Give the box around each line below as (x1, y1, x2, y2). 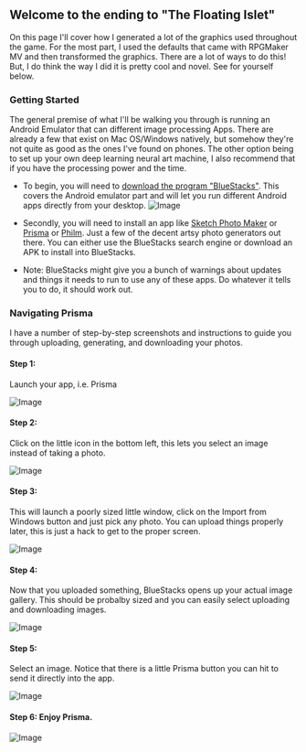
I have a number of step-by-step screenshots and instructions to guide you (9, 328, 292, 338)
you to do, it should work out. (22, 284, 133, 295)
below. (9, 70, 35, 81)
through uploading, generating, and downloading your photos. (9, 338, 244, 349)
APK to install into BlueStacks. (22, 247, 136, 258)
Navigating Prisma (9, 306, 93, 319)
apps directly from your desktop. (22, 200, 146, 211)
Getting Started (9, 93, 79, 106)
